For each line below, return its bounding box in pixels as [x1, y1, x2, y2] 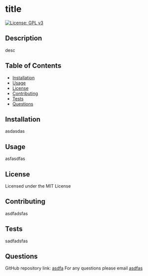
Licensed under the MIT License [5, 183, 71, 189]
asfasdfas [5, 156, 26, 161]
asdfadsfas [5, 210, 28, 216]
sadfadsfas [5, 238, 28, 244]
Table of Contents [5, 62, 62, 70]
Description [5, 34, 42, 42]
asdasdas [5, 128, 25, 134]
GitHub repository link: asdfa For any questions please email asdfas [5, 265, 143, 271]
